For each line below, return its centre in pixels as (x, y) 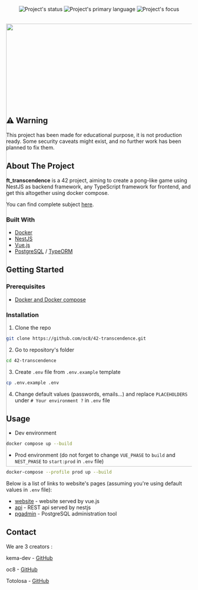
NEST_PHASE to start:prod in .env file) (59, 461)
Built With (21, 220)
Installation (23, 315)
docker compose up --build (39, 444)
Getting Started (35, 270)
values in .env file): (29, 490)
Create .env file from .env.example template (67, 371)
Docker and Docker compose (50, 299)
